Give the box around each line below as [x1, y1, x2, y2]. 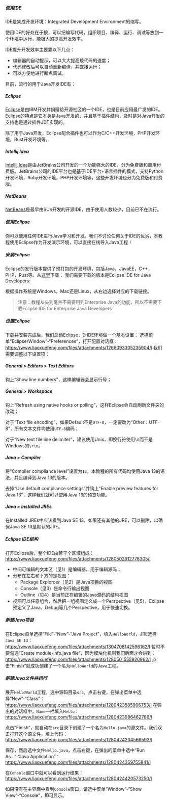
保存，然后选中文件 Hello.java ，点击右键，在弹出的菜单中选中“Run [5, 747, 145, 753]
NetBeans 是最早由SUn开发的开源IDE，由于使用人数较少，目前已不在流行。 [5, 206, 162, 212]
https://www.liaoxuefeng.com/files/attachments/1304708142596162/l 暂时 [5, 644, 161, 650]
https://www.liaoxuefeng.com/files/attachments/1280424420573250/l [5, 775, 152, 782]
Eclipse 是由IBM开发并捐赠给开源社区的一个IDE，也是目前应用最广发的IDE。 [5, 106, 163, 112]
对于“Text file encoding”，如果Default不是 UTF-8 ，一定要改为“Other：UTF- [5, 419, 160, 425]
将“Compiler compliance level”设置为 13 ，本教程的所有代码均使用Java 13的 [5, 468, 161, 474]
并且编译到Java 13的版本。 [14, 474, 70, 480]
